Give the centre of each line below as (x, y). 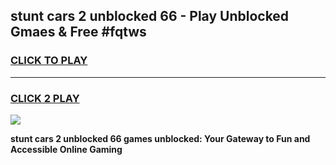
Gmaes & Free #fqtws (78, 32)
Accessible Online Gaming (66, 149)
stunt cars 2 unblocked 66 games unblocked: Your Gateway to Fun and (160, 138)
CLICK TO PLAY (49, 61)
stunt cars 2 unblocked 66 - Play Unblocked (150, 16)
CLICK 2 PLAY (45, 98)
